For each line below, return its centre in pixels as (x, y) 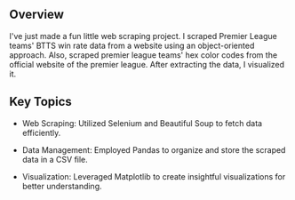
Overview (37, 15)
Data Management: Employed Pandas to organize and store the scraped (154, 149)
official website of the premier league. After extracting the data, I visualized (147, 64)
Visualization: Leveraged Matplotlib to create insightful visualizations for (154, 176)
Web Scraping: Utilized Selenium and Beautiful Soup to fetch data (142, 123)
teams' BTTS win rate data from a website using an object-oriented (132, 45)
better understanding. (62, 186)
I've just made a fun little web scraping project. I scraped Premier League (143, 36)
